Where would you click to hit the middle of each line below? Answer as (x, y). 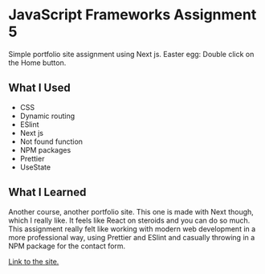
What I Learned (47, 192)
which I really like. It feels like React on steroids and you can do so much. (129, 220)
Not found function (51, 141)
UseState (35, 167)
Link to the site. (34, 261)
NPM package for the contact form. (67, 246)
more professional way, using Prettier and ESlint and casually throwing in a (132, 237)
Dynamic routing (47, 116)
